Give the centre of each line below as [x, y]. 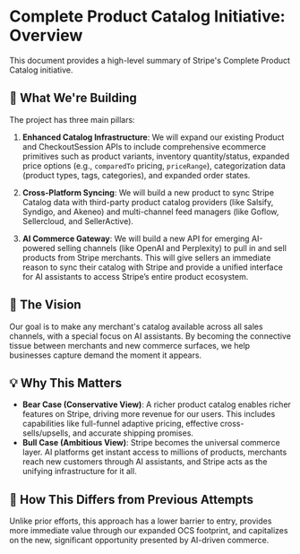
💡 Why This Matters [66, 383]
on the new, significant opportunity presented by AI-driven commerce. [139, 541]
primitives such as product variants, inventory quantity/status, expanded [156, 156]
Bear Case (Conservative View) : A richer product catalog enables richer [156, 404]
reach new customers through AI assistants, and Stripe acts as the [145, 462]
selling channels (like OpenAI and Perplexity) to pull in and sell [171, 247]
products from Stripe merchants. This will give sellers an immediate [146, 257]
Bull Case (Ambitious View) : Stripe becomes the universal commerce [151, 443]
